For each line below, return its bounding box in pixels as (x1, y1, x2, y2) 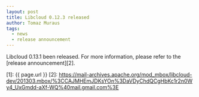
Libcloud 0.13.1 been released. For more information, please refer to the (6, 53, 181, 60)
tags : (6, 25, 20, 32)
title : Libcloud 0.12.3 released (6, 14, 90, 20)
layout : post (6, 8, 39, 15)
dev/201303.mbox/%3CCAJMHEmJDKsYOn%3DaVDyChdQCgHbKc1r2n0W (6, 77, 193, 84)
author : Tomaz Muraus (6, 20, 60, 26)
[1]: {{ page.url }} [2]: (6, 71, 58, 78)
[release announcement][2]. (6, 59, 76, 66)
